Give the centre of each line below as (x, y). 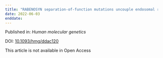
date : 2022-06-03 (23, 14)
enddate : (14, 18)
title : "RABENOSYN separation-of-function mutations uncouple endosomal (80, 9)
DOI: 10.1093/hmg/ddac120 (32, 41)
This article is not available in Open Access (48, 50)
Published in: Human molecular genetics (46, 32)
